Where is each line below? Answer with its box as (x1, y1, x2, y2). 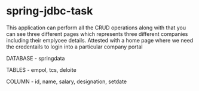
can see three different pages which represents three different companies (6, 30, 188, 37)
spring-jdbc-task (6, 4, 93, 18)
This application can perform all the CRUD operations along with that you (6, 24, 186, 31)
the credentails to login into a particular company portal (6, 43, 143, 50)
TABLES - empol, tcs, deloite (6, 66, 76, 73)
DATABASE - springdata (6, 54, 65, 62)
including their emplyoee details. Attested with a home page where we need (6, 37, 194, 44)
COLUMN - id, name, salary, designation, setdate (6, 78, 127, 85)
